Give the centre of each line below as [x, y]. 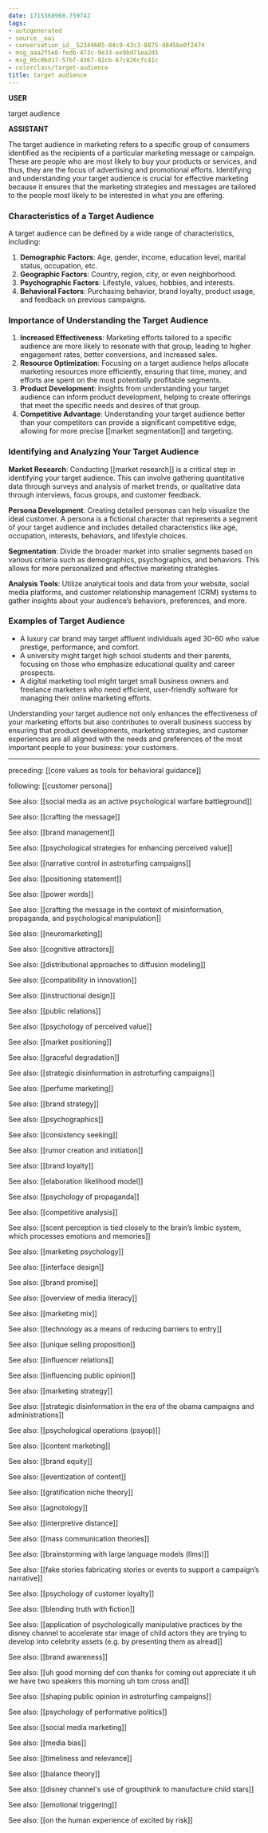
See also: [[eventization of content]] [67, 1476]
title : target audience [48, 75]
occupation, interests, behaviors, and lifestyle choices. [98, 535]
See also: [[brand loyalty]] [51, 1165]
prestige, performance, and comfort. [80, 647]
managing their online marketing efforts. [86, 698]
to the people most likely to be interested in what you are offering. [116, 195]
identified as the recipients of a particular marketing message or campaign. [132, 153]
